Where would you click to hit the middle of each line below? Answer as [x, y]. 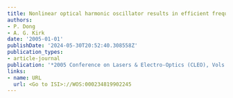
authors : [20, 20]
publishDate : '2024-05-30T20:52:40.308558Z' [72, 46]
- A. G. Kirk [26, 33]
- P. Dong [21, 26]
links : [17, 71]
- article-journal [34, 59]
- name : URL [24, 78]
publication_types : [35, 52]
